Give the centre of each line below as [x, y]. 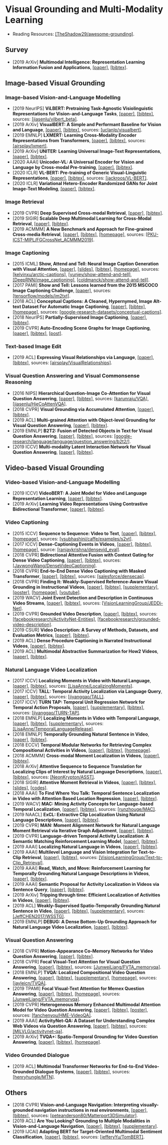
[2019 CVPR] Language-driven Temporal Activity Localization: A [81, 836]
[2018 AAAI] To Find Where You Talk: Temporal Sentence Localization [86, 793]
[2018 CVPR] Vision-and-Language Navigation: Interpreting [76, 1105]
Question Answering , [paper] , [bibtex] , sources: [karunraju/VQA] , [80, 398]
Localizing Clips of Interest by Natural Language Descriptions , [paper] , [87, 771]
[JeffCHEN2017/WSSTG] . [39, 916]
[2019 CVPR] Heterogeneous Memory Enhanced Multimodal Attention [87, 1005]
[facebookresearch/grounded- [129, 619]
